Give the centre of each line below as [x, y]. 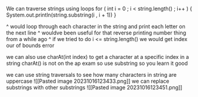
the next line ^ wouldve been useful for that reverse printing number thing [96, 33]
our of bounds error [30, 45]
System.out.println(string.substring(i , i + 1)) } [61, 15]
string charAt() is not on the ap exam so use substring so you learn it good [97, 63]
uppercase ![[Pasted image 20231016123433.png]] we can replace [88, 81]
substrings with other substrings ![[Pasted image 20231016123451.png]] [94, 87]
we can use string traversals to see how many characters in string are [92, 75]
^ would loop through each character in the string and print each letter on [96, 26]
